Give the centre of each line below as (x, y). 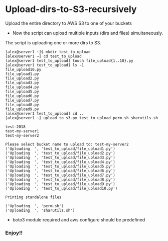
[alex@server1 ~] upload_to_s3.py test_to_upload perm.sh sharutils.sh (81, 118)
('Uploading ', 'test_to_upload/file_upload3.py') (60, 157)
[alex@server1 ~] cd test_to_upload (43, 56)
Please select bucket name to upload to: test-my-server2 (67, 144)
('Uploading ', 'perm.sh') (35, 206)
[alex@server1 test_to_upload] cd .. (45, 113)
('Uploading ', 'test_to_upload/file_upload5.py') (60, 166)
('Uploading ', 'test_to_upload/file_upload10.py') (61, 188)
